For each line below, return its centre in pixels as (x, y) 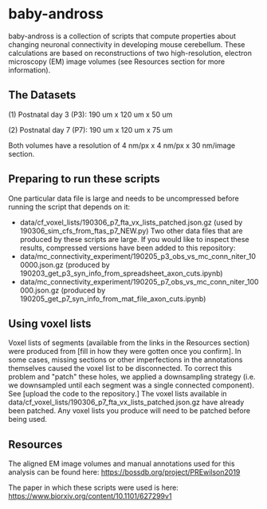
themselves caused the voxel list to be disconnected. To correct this (120, 368)
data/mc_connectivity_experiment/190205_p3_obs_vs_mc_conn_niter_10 (138, 256)
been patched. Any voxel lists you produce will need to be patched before (130, 411)
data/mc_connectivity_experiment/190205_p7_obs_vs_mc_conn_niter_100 (139, 281)
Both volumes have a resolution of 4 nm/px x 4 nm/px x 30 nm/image (122, 145)
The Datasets (42, 95)
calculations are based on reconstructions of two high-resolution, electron (130, 53)
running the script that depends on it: (69, 207)
